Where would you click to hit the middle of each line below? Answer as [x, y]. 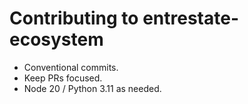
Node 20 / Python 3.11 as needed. [92, 88]
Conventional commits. [71, 67]
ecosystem [56, 39]
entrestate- [190, 18]
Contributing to [74, 18]
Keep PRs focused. [63, 78]
